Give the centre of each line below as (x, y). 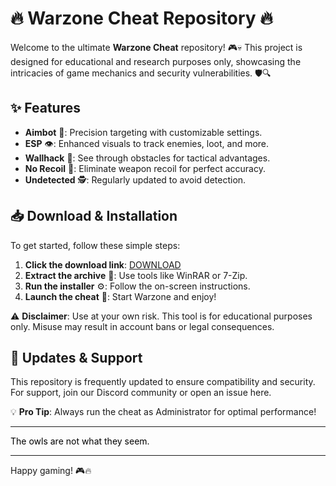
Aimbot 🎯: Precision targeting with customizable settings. (143, 132)
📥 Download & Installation (94, 216)
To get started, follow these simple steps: (95, 245)
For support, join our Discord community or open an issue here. (141, 393)
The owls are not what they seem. (80, 441)
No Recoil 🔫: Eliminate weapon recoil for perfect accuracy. (145, 168)
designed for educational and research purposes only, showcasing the (156, 61)
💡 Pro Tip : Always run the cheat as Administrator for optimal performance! (163, 412)
